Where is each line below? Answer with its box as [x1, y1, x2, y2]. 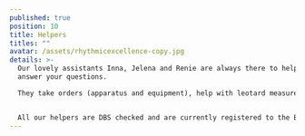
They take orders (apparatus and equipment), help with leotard [17, 88, 266, 98]
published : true [9, 13, 71, 23]
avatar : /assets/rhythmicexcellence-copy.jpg [9, 47, 184, 56]
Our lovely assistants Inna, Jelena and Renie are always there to [17, 64, 279, 73]
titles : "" [9, 38, 51, 48]
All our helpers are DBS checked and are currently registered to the [17, 112, 290, 122]
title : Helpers [9, 30, 67, 39]
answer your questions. [17, 73, 107, 82]
